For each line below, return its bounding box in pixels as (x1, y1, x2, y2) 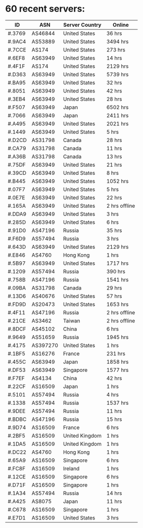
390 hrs (106, 268, 125, 275)
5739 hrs (106, 71, 129, 78)
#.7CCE (8, 46, 26, 53)
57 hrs (106, 293, 122, 300)
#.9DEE (8, 407, 26, 414)
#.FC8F (8, 465, 26, 472)
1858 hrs (106, 358, 129, 365)
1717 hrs (106, 260, 129, 267)
